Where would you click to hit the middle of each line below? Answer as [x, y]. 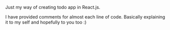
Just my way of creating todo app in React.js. [53, 7]
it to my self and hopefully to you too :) [46, 22]
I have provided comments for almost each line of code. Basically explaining [85, 17]
